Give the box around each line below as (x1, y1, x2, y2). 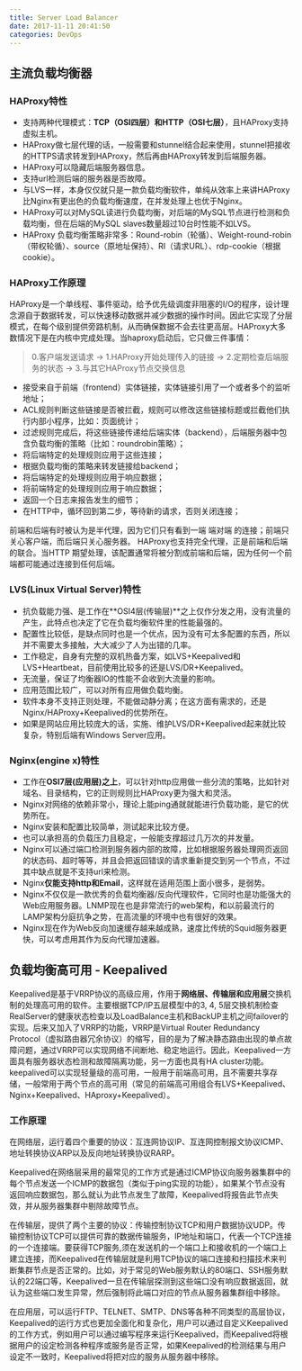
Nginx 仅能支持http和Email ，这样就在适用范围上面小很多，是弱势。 (22, 877, 270, 888)
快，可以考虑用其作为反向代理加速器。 (22, 934, 164, 944)
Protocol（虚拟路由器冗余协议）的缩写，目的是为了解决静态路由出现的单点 (9, 1033, 285, 1044)
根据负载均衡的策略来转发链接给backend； (22, 461, 182, 472)
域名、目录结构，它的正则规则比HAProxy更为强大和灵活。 (22, 787, 236, 798)
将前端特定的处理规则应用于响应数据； (22, 483, 164, 494)
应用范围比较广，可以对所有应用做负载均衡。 (22, 684, 189, 695)
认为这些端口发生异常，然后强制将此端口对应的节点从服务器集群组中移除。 (9, 1287, 285, 1298)
